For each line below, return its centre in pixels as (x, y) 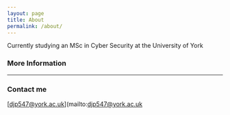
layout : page (26, 13)
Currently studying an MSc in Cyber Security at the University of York (105, 46)
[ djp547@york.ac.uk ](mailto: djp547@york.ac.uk (75, 104)
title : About (26, 20)
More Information (37, 64)
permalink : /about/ (35, 26)
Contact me (27, 89)
